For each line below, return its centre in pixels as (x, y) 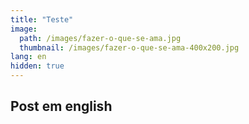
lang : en (28, 57)
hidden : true (37, 66)
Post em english (61, 106)
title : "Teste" (42, 19)
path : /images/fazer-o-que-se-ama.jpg (100, 38)
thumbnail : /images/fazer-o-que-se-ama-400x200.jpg (129, 47)
